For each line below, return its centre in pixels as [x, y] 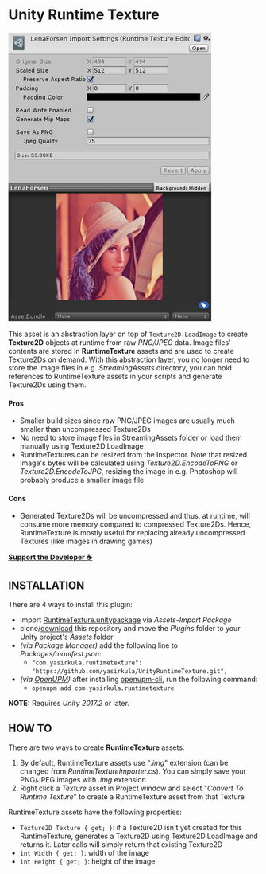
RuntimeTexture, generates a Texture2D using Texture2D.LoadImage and [139, 836]
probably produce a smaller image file [82, 480]
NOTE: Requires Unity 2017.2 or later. [69, 704]
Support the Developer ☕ [50, 557]
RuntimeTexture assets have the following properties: [95, 812]
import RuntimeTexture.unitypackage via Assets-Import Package [125, 620]
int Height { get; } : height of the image [87, 861]
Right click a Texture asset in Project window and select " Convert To [131, 788]
